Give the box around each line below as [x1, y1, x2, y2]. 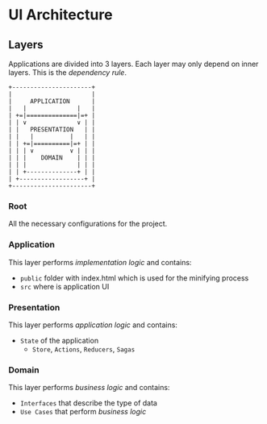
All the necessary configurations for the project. [8, 219, 168, 229]
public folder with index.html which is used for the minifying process [19, 272, 249, 283]
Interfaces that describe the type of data [19, 398, 157, 408]
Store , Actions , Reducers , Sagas [31, 344, 136, 354]
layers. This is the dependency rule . [8, 68, 127, 77]
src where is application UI [19, 281, 110, 291]
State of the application [19, 335, 99, 345]
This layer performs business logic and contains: [8, 383, 170, 393]
